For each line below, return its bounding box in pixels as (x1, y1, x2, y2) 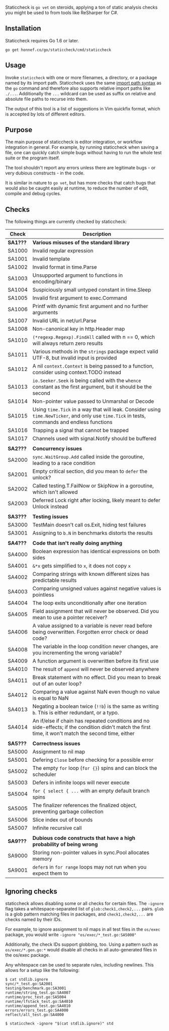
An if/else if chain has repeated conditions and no (32, 717, 150, 724)
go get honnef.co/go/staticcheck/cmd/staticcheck (5, 47, 112, 52)
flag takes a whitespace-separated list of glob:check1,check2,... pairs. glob (5, 906, 164, 912)
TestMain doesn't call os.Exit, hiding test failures (32, 521, 146, 528)
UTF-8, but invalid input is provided (32, 354, 117, 361)
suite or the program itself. (5, 155, 60, 161)
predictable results (32, 577, 77, 584)
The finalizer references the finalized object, (32, 802, 137, 809)
